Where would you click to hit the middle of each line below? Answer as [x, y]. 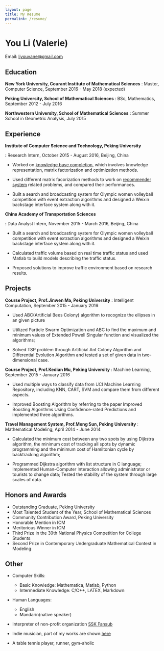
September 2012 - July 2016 [34, 104]
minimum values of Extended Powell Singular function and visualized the [85, 335]
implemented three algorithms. [43, 415]
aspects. [21, 394]
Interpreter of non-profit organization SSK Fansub [62, 624]
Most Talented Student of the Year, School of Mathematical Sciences [82, 512]
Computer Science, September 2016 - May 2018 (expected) [65, 89]
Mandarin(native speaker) [46, 615]
